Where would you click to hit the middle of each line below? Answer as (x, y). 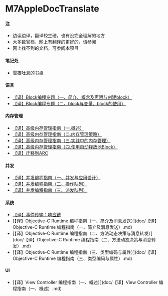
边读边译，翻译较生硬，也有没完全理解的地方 (59, 36)
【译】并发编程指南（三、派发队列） (50, 190)
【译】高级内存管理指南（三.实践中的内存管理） (61, 140)
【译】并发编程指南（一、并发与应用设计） (56, 178)
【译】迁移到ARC (30, 153)
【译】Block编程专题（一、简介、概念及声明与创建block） (72, 97)
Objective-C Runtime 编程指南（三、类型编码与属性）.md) (72, 258)
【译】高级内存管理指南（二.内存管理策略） (57, 134)
